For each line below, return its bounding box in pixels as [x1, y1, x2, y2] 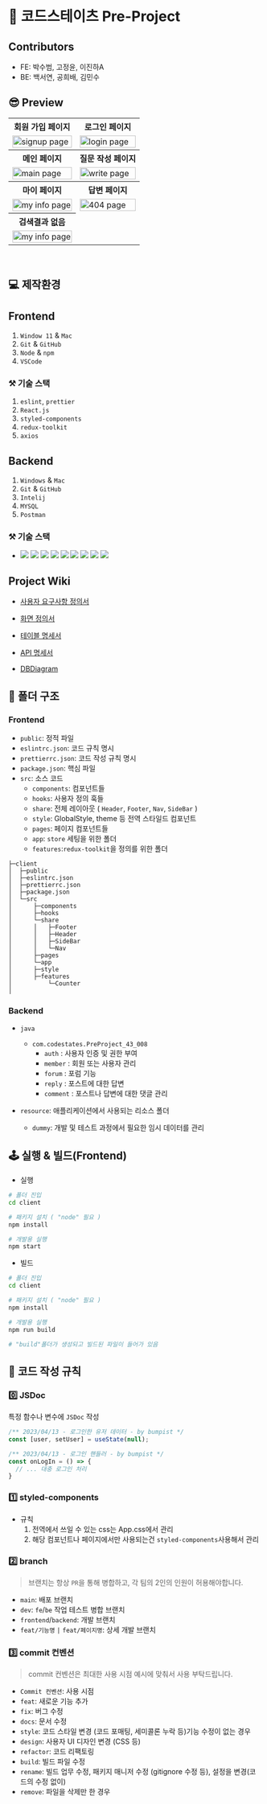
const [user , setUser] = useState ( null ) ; [8, 1435, 150, 1444]
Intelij [19, 494, 46, 503]
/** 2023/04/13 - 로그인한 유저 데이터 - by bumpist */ [8, 1428, 185, 1436]
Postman [19, 512, 46, 520]
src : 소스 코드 [19, 773, 64, 783]
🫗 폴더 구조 [8, 689, 60, 703]
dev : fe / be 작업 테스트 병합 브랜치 [19, 1605, 125, 1614]
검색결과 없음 [18, 216, 66, 228]
